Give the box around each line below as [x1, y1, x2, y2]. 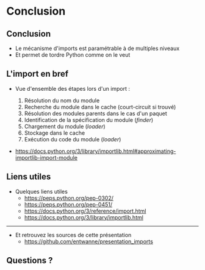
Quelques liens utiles [15, 188, 68, 195]
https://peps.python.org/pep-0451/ [24, 201, 113, 208]
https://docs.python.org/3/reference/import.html [24, 207, 146, 215]
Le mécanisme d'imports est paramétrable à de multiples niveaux [15, 44, 180, 52]
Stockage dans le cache [24, 129, 85, 137]
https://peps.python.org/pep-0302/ [24, 194, 114, 202]
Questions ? [6, 255, 53, 266]
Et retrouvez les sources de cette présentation [15, 231, 132, 238]
